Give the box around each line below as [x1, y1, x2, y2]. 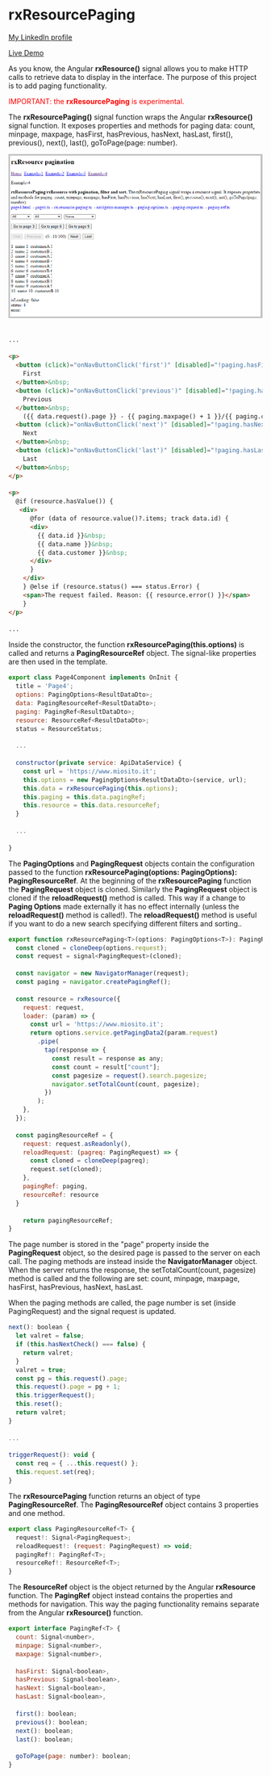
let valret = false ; [15, 1332, 85, 1340]
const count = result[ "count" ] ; [51, 1063, 161, 1071]
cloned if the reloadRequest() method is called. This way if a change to [8, 892, 246, 902]
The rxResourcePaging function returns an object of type [8, 1491, 201, 1501]
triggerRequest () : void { [8, 1451, 95, 1459]
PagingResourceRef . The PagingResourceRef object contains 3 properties [8, 1500, 260, 1509]
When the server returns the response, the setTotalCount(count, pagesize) [8, 1266, 256, 1275]
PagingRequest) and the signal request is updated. [8, 1307, 177, 1316]
